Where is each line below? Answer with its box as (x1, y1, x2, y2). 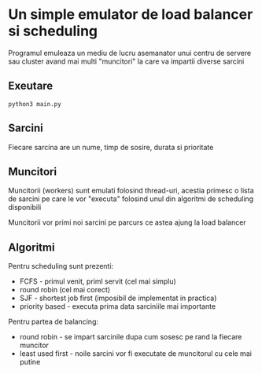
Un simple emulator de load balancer (8, 5, 253, 24)
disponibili (8, 203, 42, 212)
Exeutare (8, 79, 54, 93)
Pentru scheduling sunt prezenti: (8, 262, 114, 271)
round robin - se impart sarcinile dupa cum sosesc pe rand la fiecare (19, 332, 242, 342)
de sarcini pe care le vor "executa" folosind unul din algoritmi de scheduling (8, 194, 254, 203)
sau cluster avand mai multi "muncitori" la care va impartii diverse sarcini (8, 57, 245, 66)
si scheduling (8, 22, 98, 40)
